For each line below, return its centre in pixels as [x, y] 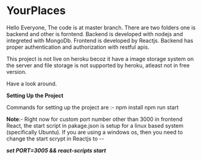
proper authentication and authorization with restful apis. [78, 47]
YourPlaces [36, 11]
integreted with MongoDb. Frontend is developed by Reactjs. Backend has [100, 40]
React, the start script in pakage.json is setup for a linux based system [95, 125]
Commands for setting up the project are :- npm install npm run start [92, 107]
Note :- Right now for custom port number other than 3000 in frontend [94, 119]
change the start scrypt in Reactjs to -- [55, 139]
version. [17, 71]
